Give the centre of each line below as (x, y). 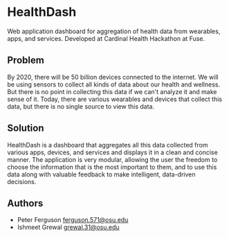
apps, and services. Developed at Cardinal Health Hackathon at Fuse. (106, 38)
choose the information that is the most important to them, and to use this (112, 167)
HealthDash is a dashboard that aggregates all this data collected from (108, 145)
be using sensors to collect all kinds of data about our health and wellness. (113, 84)
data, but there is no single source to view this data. (81, 106)
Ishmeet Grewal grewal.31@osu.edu (68, 227)
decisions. (22, 181)
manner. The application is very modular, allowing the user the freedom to (112, 159)
